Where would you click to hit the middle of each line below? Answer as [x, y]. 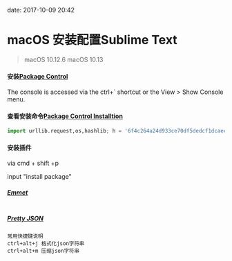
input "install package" [40, 177]
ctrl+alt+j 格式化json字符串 [46, 244]
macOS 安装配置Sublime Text [92, 40]
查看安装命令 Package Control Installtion [65, 116]
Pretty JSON [25, 218]
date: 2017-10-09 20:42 [41, 10]
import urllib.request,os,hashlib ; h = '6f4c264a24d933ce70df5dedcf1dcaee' [118, 131]
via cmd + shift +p [33, 163]
